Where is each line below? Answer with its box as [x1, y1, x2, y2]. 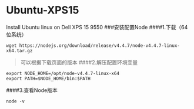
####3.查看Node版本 [6, 86, 58, 94]
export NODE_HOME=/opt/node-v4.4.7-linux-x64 [6, 70, 119, 76]
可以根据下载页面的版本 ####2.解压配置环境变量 [20, 59, 138, 66]
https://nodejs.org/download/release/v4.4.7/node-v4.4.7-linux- [19, 42, 180, 49]
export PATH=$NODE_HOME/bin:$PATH [6, 76, 91, 81]
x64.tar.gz [6, 47, 33, 53]
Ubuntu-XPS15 [6, 4, 79, 17]
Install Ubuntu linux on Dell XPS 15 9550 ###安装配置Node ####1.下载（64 [6, 23, 188, 30]
